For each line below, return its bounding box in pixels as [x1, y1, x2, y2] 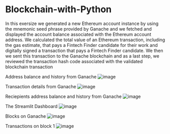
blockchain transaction [5, 64, 53, 70]
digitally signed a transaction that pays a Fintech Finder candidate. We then [5, 47, 163, 53]
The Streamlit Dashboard [5, 103, 58, 109]
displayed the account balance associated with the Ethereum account [5, 31, 152, 37]
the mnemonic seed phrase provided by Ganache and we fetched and [5, 25, 152, 32]
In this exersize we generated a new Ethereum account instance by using [5, 20, 159, 26]
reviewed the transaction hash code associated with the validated [5, 58, 143, 64]
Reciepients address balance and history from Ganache [5, 93, 122, 99]
